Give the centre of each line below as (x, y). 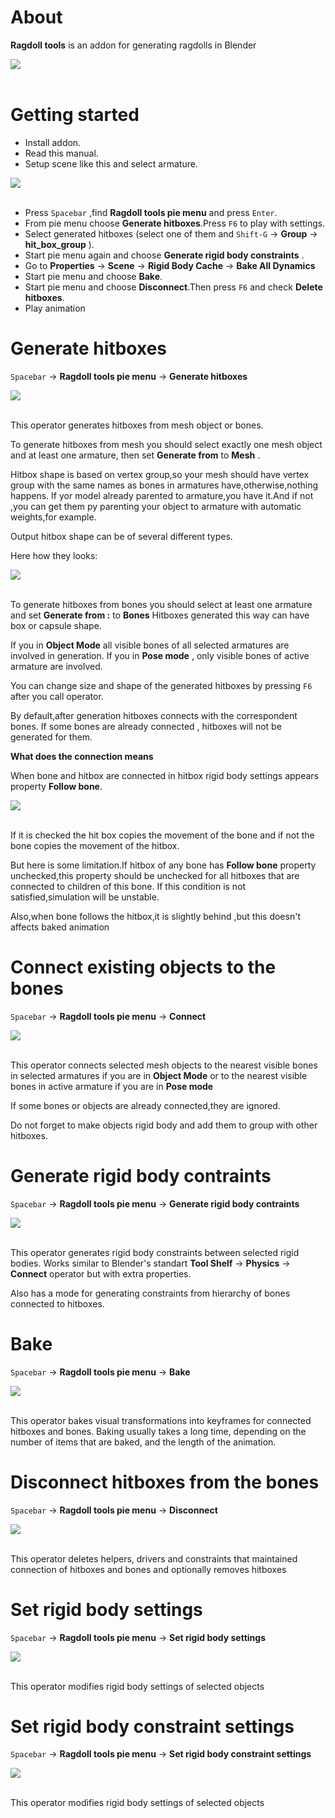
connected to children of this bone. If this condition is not (128, 886)
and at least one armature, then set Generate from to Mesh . (135, 455)
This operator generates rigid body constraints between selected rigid (155, 1252)
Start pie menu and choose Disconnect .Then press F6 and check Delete (173, 287)
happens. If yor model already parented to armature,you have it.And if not (162, 495)
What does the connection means (82, 756)
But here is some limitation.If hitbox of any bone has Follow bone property (163, 865)
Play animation (55, 308)
